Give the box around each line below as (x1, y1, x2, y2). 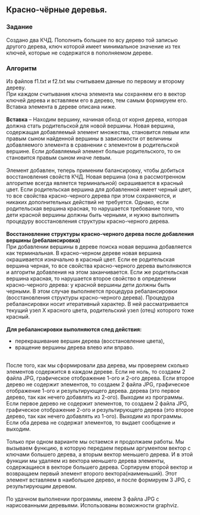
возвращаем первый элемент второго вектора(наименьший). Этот (6, 469, 177, 477)
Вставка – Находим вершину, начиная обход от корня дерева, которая (6, 116, 188, 123)
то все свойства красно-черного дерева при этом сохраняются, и (6, 192, 176, 199)
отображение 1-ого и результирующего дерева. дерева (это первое (6, 387, 180, 394)
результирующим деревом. (6, 482, 77, 490)
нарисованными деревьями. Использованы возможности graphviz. (6, 501, 179, 508)
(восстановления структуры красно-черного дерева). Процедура (6, 293, 175, 301)
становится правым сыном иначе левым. (6, 154, 112, 161)
